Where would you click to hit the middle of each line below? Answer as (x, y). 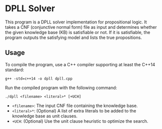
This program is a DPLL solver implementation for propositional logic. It (76, 22)
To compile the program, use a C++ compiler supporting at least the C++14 (80, 64)
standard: (15, 70)
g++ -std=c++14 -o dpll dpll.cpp (39, 78)
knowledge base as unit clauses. (45, 116)
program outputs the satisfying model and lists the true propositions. (73, 37)
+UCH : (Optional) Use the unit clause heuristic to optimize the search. (80, 121)
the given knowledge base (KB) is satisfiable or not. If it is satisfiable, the (78, 32)
